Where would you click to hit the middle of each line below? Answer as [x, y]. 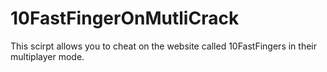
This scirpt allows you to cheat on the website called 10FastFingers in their [163, 46]
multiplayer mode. [47, 56]
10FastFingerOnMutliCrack [125, 18]
